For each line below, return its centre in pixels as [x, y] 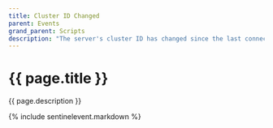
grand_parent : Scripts [47, 31]
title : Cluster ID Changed [54, 16]
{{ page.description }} [45, 101]
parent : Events [34, 23]
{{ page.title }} [58, 79]
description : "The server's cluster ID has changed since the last [125, 38]
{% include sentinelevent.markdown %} [75, 117]
